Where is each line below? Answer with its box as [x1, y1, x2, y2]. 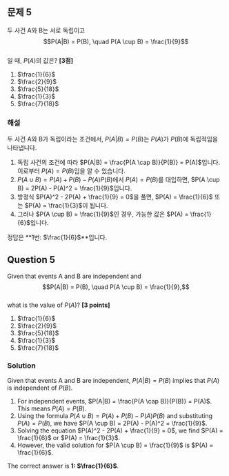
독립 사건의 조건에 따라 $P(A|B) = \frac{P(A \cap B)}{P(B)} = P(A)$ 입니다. [17, 158, 221, 167]
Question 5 [7, 254, 56, 266]
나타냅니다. [7, 143, 37, 152]
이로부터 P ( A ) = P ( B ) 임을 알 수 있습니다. [17, 167, 126, 175]
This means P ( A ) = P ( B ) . [17, 404, 87, 413]
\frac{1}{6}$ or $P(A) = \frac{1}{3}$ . [17, 434, 121, 442]
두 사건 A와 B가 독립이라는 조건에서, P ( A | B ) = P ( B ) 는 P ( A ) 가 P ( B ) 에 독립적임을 [7, 135, 219, 143]
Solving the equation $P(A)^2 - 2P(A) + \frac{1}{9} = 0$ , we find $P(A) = [17, 426, 224, 435]
